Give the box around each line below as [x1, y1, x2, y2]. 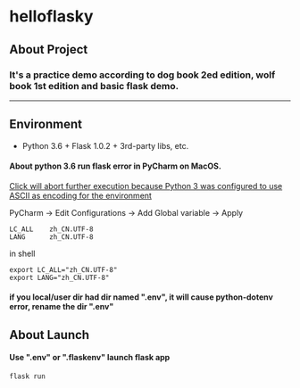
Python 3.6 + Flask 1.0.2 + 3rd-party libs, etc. [21, 140, 189, 151]
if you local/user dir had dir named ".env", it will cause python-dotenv [9, 292, 274, 302]
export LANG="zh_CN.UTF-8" [9, 273, 110, 282]
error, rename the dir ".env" [9, 301, 114, 312]
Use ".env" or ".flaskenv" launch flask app [9, 352, 171, 363]
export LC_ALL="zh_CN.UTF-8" [9, 265, 118, 274]
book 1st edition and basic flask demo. [9, 79, 179, 92]
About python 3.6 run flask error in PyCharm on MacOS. [9, 161, 221, 171]
